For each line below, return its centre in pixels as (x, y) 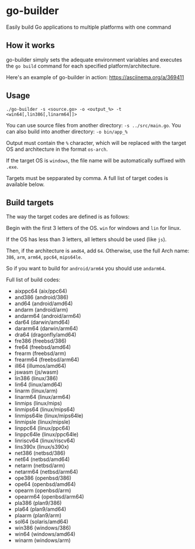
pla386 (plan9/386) (38, 503)
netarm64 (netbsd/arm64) (46, 472)
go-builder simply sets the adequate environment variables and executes (94, 59)
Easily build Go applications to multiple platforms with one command (89, 27)
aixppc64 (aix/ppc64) (41, 291)
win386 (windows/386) (43, 528)
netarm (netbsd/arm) (40, 466)
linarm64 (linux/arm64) (42, 397)
